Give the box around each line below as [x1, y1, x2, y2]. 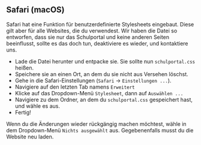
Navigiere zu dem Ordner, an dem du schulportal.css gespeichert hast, [14, 96, 193, 103]
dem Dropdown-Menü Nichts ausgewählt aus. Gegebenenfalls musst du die [6, 126, 194, 134]
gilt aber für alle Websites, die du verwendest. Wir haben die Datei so [6, 27, 178, 34]
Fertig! [14, 108, 31, 116]
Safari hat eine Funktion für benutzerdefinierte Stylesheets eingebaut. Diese [6, 20, 194, 28]
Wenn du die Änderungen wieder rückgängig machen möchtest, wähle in [6, 120, 187, 128]
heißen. [14, 64, 34, 71]
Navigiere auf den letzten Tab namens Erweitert [14, 83, 135, 90]
